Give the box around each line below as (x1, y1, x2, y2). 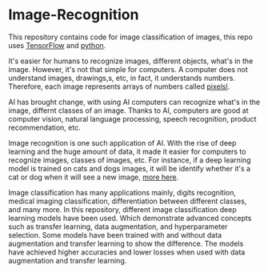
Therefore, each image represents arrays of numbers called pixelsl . (8, 82, 230, 91)
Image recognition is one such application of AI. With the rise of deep (8, 138, 237, 147)
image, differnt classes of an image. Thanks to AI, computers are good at (8, 106, 250, 115)
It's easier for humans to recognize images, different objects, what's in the (8, 56, 254, 66)
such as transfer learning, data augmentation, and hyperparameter (8, 222, 228, 231)
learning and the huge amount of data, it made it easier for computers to (8, 147, 246, 156)
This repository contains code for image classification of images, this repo (8, 32, 254, 42)
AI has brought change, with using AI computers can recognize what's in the (8, 97, 261, 106)
